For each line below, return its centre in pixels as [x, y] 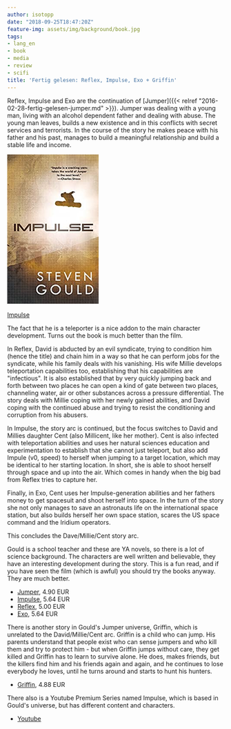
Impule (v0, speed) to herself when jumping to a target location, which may [114, 457]
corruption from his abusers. [48, 415]
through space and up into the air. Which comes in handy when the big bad [114, 472]
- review [20, 66]
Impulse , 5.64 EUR [43, 599]
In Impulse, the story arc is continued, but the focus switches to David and [113, 428]
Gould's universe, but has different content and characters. [91, 705]
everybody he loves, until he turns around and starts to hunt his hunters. [110, 671]
